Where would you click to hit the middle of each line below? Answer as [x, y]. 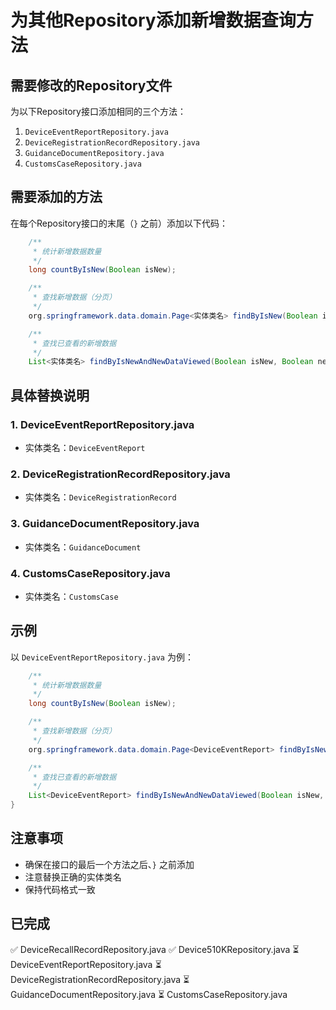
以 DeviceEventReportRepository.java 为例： [102, 657]
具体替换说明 [50, 395]
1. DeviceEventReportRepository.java [102, 424]
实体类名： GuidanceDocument [83, 547]
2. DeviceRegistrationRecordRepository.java [120, 474]
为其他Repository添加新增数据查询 [153, 20]
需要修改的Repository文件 [91, 85]
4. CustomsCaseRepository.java [90, 573]
